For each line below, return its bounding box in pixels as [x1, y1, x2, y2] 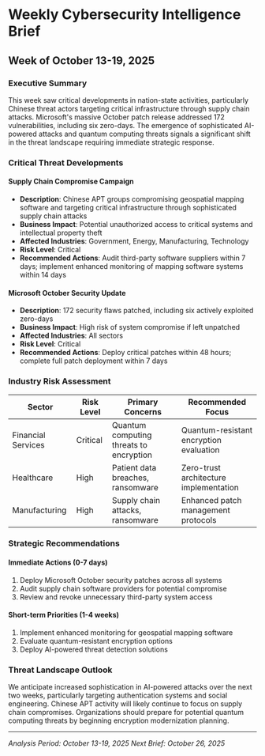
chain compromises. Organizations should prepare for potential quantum [8, 708, 244, 717]
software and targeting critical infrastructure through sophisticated [19, 203, 237, 212]
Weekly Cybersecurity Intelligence [8, 6, 241, 24]
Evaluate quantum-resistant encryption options [19, 636, 174, 645]
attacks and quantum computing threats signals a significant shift [38, 129, 251, 138]
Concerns [123, 406, 162, 417]
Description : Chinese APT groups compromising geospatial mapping [19, 195, 244, 203]
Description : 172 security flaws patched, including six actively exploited [19, 306, 254, 316]
